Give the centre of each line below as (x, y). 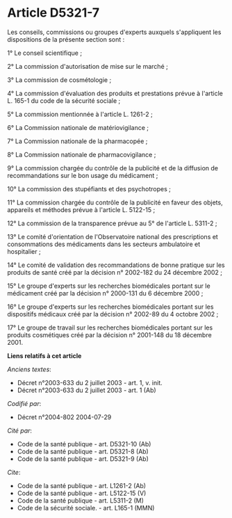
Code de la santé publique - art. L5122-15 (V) (82, 493)
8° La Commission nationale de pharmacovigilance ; (82, 154)
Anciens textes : (30, 369)
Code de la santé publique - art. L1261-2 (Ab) (82, 485)
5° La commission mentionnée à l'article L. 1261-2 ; (80, 114)
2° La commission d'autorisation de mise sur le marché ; (88, 66)
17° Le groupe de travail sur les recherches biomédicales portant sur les (110, 327)
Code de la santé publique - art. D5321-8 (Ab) (83, 451)
